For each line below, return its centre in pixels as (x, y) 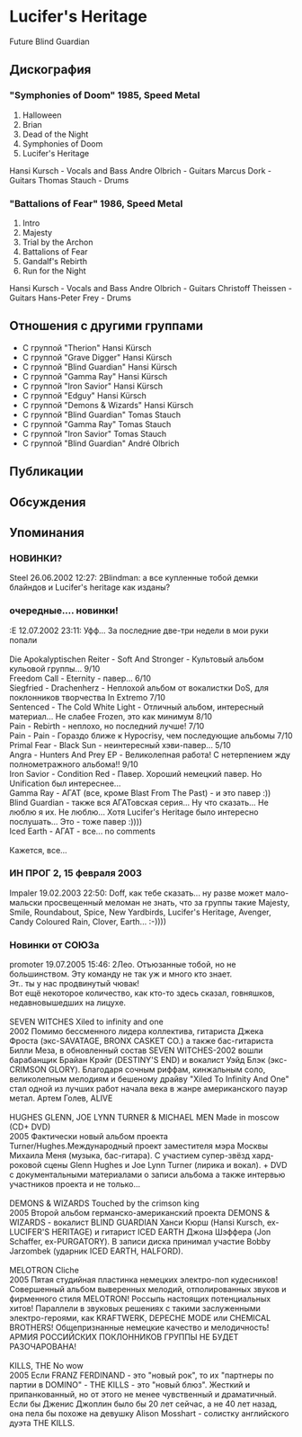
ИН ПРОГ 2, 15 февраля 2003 (75, 873)
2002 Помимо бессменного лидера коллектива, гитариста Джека (137, 1031)
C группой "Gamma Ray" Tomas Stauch (97, 424)
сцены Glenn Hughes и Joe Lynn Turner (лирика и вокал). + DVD (165, 1165)
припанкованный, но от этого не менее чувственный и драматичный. (143, 1395)
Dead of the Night (55, 134)
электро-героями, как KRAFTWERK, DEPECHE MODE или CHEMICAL (140, 1318)
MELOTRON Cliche (44, 1271)
